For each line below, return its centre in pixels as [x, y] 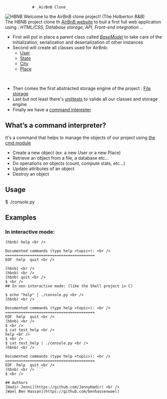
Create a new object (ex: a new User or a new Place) [66, 153]
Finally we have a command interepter [52, 110]
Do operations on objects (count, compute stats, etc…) [69, 163]
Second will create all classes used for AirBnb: [60, 47]
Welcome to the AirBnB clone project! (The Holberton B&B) [84, 17]
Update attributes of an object [43, 169]
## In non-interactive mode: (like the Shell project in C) [69, 286]
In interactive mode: [30, 232]
